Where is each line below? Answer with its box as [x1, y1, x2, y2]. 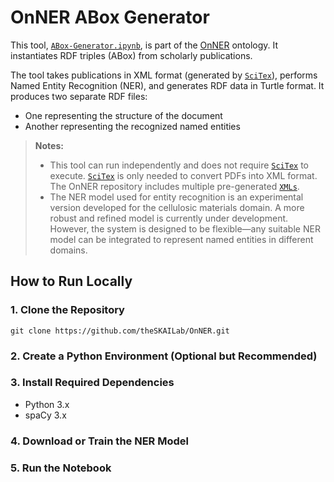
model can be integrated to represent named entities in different [49, 233, 314, 245]
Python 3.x [24, 398, 70, 410]
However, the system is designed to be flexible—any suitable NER [49, 222, 321, 235]
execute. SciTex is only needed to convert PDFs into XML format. [49, 169, 318, 181]
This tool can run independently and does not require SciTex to [49, 159, 309, 171]
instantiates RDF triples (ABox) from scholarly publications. [10, 49, 253, 61]
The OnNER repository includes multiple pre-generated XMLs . [49, 180, 300, 192]
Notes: [34, 139, 64, 151]
